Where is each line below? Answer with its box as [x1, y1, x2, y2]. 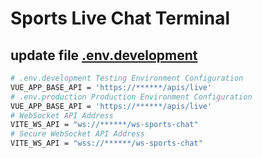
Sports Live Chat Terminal [10, 7, 230, 30]
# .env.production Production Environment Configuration [10, 92, 253, 102]
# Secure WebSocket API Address [10, 129, 145, 139]
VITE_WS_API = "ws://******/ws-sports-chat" [10, 120, 199, 130]
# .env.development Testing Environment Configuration [10, 73, 244, 83]
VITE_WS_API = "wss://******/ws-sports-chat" [10, 138, 203, 149]
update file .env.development [10, 47, 198, 64]
